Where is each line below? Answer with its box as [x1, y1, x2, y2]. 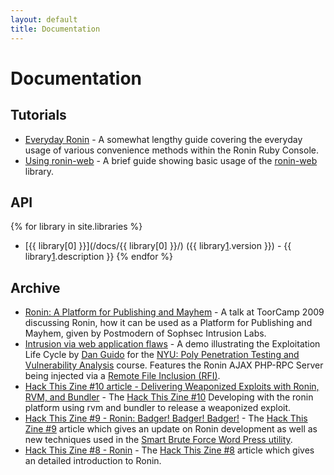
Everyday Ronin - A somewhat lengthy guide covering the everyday [24, 133, 303, 145]
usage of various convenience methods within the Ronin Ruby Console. [24, 144, 319, 156]
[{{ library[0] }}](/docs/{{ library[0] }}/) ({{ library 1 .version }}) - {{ [24, 240, 292, 252]
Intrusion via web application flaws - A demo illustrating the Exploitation [24, 338, 321, 350]
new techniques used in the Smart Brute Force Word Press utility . [24, 434, 293, 446]
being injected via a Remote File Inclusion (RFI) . [24, 370, 221, 382]
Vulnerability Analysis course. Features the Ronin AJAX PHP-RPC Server [24, 359, 324, 371]
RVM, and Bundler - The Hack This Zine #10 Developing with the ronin [24, 391, 314, 403]
